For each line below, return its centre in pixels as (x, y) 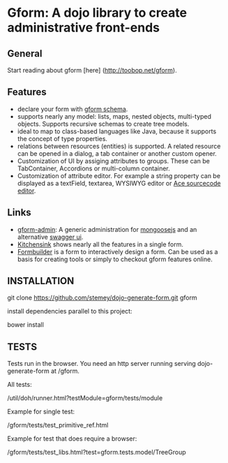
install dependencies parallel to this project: (70, 311)
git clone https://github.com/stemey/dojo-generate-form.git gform (102, 297)
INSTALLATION (41, 281)
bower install (25, 325)
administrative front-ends (84, 28)
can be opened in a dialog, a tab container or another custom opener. (117, 153)
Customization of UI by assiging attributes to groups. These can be (114, 161)
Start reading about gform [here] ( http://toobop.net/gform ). (92, 70)
